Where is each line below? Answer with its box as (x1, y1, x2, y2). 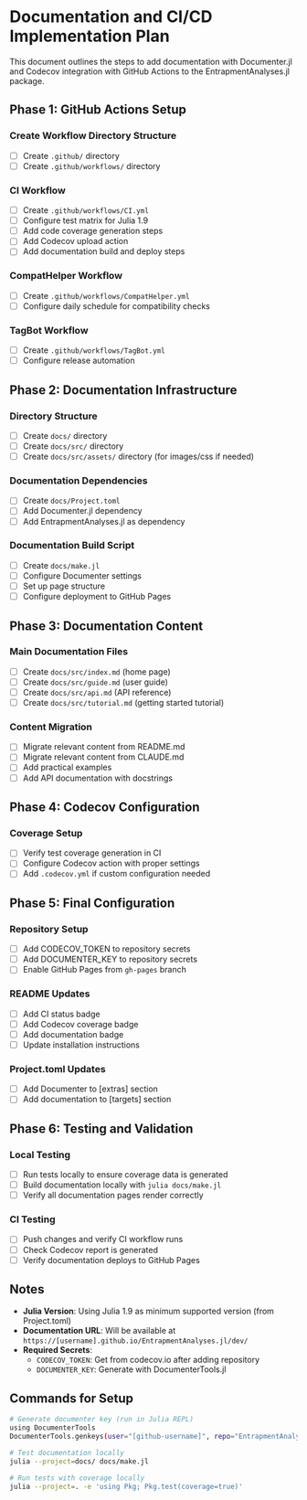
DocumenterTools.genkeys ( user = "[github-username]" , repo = (9, 1432, 235, 1441)
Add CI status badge (22, 1008, 101, 1019)
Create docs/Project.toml (22, 495, 121, 506)
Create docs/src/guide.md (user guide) (22, 676, 169, 687)
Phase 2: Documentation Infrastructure (9, 382, 238, 398)
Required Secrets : (22, 1345, 93, 1356)
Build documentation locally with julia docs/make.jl (22, 1179, 222, 1190)
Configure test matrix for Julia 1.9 (22, 215, 149, 226)
